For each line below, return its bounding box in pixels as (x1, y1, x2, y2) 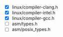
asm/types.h (11, 21, 38, 27)
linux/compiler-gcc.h (11, 15, 55, 21)
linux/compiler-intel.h (11, 10, 56, 16)
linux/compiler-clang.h (11, 4, 58, 10)
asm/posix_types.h (11, 27, 51, 33)
